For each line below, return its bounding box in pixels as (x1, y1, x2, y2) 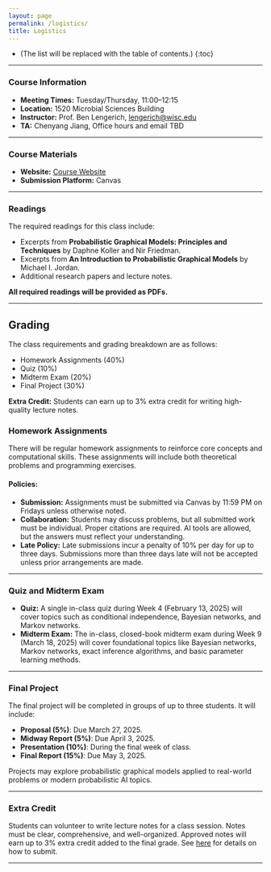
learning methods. (19, 655, 81, 664)
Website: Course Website (19, 166, 106, 176)
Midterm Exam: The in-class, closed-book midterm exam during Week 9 (19, 629, 262, 639)
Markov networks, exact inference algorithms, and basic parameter (19, 646, 244, 656)
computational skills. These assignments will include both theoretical (8, 452, 237, 462)
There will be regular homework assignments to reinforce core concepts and (8, 443, 263, 453)
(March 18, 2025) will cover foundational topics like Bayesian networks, (19, 637, 256, 647)
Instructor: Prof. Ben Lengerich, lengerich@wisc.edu (19, 112, 197, 122)
